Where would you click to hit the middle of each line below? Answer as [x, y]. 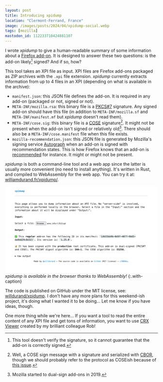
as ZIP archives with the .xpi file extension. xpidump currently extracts [76, 76]
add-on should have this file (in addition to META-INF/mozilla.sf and [80, 112]
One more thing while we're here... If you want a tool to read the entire [75, 315]
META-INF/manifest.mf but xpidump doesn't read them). [67, 116]
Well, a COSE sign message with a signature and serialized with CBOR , [83, 354]
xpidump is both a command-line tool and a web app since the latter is [75, 164]
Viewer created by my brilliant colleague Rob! [50, 326]
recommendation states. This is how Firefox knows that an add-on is [81, 149]
